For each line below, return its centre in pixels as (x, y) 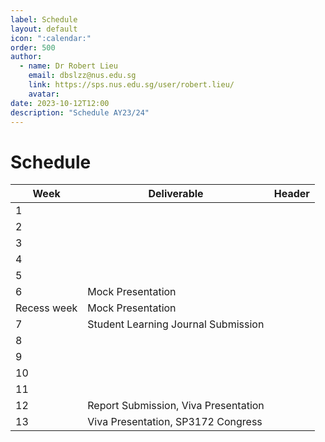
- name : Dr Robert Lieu (68, 66)
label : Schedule (44, 19)
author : (26, 57)
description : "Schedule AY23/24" (80, 112)
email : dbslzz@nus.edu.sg (82, 76)
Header (291, 194)
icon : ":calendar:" (51, 38)
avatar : (44, 94)
